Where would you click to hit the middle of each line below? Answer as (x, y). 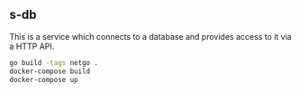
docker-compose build (50, 71)
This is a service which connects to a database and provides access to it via (150, 36)
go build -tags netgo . (54, 62)
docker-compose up (44, 79)
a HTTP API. (32, 46)
